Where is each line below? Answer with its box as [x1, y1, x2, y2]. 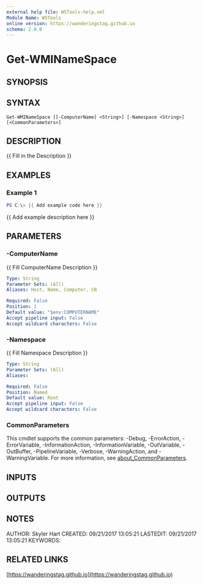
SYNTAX [6, 98, 41, 108]
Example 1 [6, 188, 37, 197]
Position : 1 [6, 304, 37, 310]
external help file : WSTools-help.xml [6, 9, 105, 15]
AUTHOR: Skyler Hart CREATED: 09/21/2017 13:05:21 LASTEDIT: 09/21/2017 [6, 530, 197, 537]
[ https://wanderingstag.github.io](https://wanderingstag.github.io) [6, 571, 173, 578]
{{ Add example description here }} [6, 213, 95, 221]
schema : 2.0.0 [6, 26, 43, 33]
